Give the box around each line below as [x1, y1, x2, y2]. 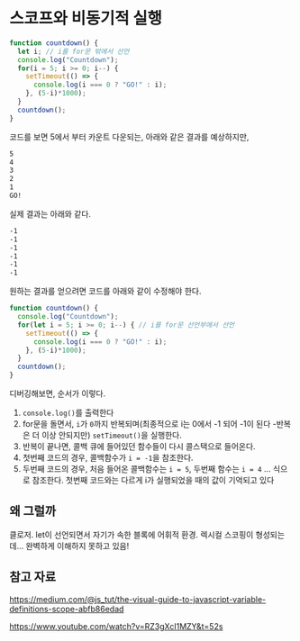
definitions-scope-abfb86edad [9, 603, 124, 614]
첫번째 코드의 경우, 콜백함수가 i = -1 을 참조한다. [22, 452, 194, 464]
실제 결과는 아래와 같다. [9, 208, 92, 219]
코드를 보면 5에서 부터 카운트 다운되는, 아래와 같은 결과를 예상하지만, [9, 131, 250, 142]
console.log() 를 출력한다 [22, 407, 114, 419]
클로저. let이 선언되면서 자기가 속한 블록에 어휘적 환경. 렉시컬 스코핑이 [9, 528, 254, 540]
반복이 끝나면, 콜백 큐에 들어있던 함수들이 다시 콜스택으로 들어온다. [22, 441, 256, 452]
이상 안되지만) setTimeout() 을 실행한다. [41, 429, 182, 441]
